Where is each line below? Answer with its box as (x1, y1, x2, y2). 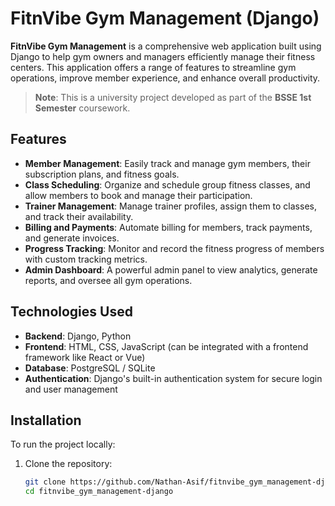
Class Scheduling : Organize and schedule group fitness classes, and (24, 178, 311, 191)
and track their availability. (24, 210, 134, 222)
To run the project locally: (10, 438, 116, 451)
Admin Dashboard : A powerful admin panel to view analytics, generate (24, 263, 318, 276)
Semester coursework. (34, 102, 131, 114)
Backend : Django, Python (24, 330, 132, 342)
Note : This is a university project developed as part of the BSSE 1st (34, 91, 312, 103)
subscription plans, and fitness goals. (24, 168, 180, 180)
